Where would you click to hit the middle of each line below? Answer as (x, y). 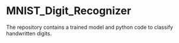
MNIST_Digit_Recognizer (69, 11)
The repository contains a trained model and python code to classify (90, 27)
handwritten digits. (29, 33)
